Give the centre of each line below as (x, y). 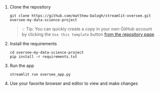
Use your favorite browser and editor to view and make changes (74, 83)
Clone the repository (30, 7)
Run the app (22, 65)
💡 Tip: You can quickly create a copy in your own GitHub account (87, 29)
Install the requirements (33, 44)
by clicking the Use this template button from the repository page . (88, 34)
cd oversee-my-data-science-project (47, 52)
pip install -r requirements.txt (43, 57)
